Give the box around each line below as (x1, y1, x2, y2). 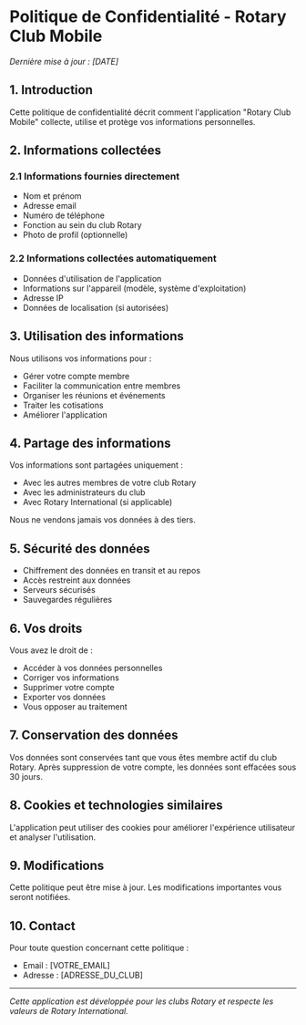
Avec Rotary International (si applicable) (22, 497, 173, 508)
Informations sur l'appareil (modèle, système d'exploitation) (22, 283, 247, 294)
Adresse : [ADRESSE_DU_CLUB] (22, 969, 144, 981)
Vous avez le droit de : (9, 645, 93, 656)
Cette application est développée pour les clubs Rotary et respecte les (9, 996, 274, 1007)
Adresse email (22, 201, 77, 212)
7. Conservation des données (9, 728, 178, 743)
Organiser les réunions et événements (22, 389, 166, 400)
